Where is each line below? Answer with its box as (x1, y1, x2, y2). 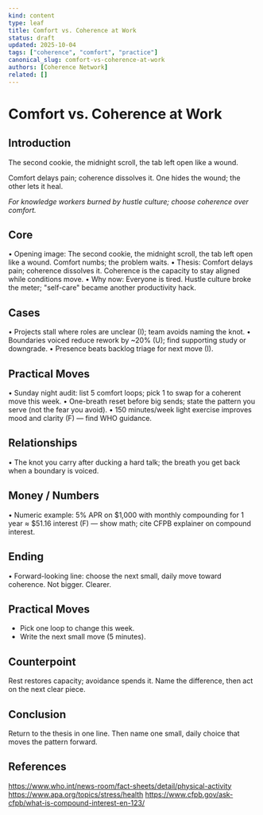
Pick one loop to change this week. (19, 624, 135, 633)
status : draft (8, 33, 56, 42)
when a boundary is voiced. (8, 465, 99, 475)
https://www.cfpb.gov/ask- (145, 790, 234, 799)
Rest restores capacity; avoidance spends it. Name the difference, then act (8, 676, 253, 686)
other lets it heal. (8, 181, 64, 191)
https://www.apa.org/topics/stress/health (8, 790, 144, 799)
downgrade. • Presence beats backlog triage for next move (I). (8, 344, 214, 353)
